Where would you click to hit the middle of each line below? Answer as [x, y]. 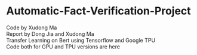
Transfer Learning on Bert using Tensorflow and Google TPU [81, 40]
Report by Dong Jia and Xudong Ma [50, 33]
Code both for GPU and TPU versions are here [63, 47]
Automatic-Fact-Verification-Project [98, 11]
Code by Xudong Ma [32, 27]
